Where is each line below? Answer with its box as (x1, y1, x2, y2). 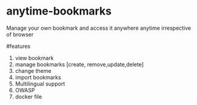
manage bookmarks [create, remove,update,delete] (15, 61, 144, 68)
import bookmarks (15, 73, 62, 81)
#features (6, 42, 31, 50)
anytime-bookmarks (6, 4, 112, 18)
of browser (6, 30, 34, 38)
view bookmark (15, 54, 54, 61)
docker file (15, 93, 42, 100)
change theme (15, 67, 52, 74)
